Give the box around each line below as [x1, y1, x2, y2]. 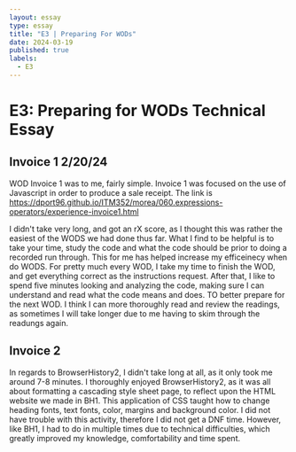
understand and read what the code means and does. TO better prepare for [9, 289, 285, 300]
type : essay [9, 21, 53, 30]
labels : [9, 54, 38, 63]
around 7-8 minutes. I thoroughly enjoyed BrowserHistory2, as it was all [9, 376, 271, 386]
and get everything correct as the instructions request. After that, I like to [9, 270, 276, 281]
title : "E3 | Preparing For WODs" [9, 29, 137, 38]
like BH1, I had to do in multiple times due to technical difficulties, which [9, 423, 270, 434]
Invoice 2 [9, 343, 61, 359]
